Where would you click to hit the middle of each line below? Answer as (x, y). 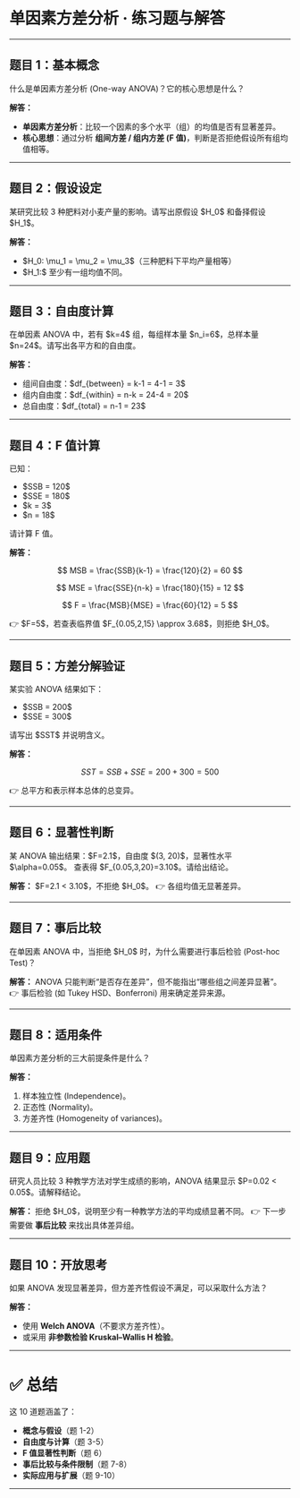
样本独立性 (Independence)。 (76, 1096)
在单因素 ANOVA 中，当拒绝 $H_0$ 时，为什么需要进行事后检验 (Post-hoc (145, 951)
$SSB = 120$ (46, 487)
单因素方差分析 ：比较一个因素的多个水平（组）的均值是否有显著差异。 (151, 126)
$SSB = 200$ (47, 707)
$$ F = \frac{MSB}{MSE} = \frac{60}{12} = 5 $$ (150, 605)
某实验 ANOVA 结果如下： (57, 689)
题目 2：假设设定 (56, 188)
